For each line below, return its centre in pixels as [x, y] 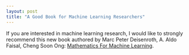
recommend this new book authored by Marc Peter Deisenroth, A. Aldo [92, 39]
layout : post [22, 11]
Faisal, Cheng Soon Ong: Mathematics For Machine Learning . [80, 45]
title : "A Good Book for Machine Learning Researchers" [75, 17]
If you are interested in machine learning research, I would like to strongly [94, 33]
